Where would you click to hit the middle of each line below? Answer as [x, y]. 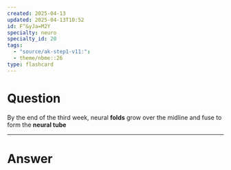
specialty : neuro [32, 33]
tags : [15, 45]
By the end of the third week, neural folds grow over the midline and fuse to [114, 117]
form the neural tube [37, 125]
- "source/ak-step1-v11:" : [52, 52]
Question [34, 98]
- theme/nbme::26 [38, 58]
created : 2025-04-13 [37, 13]
